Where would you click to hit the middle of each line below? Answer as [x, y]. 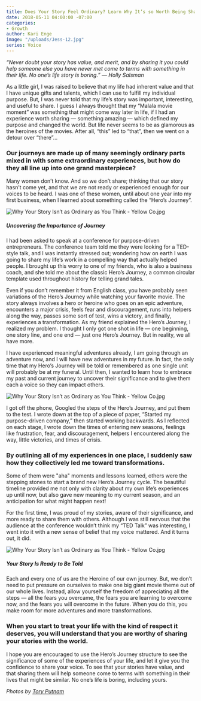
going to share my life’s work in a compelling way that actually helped [92, 260]
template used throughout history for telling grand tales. [75, 279]
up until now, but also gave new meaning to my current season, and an [93, 495]
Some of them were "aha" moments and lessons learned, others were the [97, 476]
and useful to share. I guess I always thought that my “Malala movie [89, 105]
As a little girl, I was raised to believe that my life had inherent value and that [100, 86]
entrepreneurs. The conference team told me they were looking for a [91, 247]
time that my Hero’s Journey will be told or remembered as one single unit [97, 365]
